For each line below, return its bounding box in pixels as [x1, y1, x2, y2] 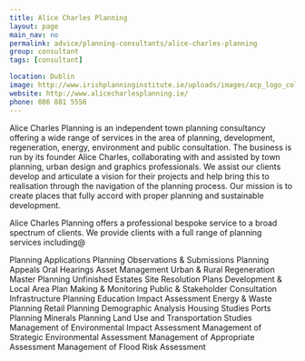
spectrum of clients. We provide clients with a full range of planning [9, 226, 262, 237]
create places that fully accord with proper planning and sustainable [9, 190, 265, 201]
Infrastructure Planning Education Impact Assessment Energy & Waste [9, 293, 272, 304]
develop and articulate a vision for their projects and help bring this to [9, 170, 270, 182]
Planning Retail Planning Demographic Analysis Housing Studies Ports [9, 302, 271, 314]
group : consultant [9, 47, 79, 56]
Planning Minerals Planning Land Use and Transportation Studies [9, 312, 252, 323]
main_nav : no [9, 30, 59, 39]
